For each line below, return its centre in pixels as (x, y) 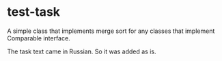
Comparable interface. (39, 38)
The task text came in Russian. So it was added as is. (82, 51)
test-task (33, 12)
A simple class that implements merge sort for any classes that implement (111, 31)
